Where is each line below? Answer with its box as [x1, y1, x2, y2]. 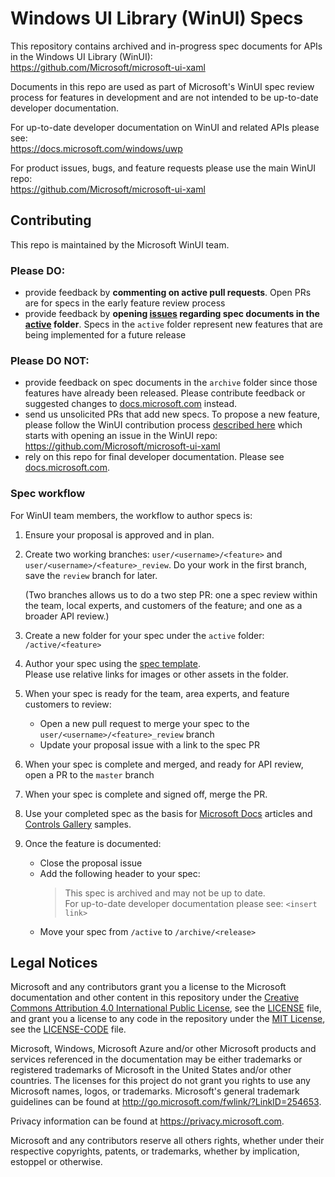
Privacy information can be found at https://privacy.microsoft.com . [10, 1115, 285, 1127]
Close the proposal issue [39, 857, 143, 869]
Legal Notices [10, 955, 98, 972]
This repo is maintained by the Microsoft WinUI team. [10, 238, 230, 251]
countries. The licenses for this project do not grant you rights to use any [10, 1075, 311, 1087]
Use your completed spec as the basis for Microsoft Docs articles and [24, 807, 313, 819]
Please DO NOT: [10, 353, 90, 367]
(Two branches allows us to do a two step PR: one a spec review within [24, 588, 318, 601]
